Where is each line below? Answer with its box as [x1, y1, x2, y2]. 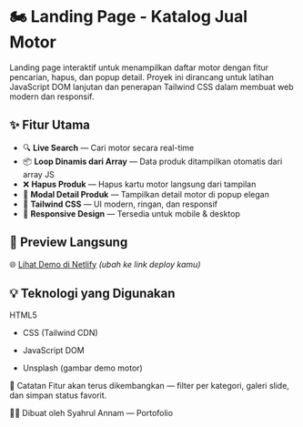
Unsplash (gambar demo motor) [22, 362, 143, 373]
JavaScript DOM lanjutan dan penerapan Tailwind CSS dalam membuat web [9, 81, 294, 92]
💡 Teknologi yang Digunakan [9, 285, 176, 300]
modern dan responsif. [9, 91, 95, 102]
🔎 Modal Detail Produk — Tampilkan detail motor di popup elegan [22, 188, 270, 199]
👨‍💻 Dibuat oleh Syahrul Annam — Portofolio [9, 408, 174, 419]
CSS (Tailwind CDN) [22, 328, 98, 339]
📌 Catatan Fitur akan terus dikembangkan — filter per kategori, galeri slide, [9, 381, 289, 391]
